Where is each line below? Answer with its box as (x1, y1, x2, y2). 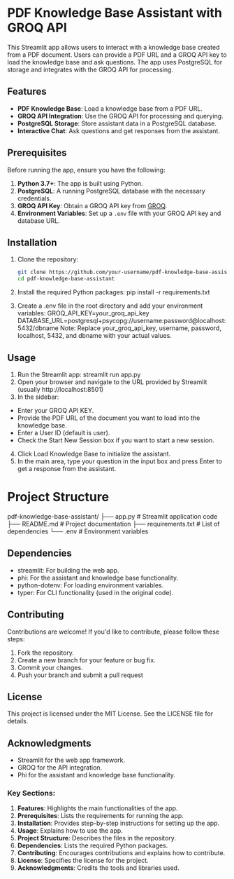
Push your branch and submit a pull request (17, 671, 143, 679)
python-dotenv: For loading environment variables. (17, 580, 164, 590)
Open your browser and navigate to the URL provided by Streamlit (17, 377, 207, 386)
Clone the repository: (17, 255, 79, 264)
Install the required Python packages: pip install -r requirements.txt (17, 288, 210, 297)
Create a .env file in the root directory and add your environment (17, 301, 203, 310)
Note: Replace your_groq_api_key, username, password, (60, 324, 221, 332)
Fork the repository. (17, 648, 75, 657)
